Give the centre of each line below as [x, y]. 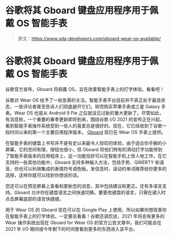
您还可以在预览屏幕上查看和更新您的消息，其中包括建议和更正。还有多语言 [84, 186]
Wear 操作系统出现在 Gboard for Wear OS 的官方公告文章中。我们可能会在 [83, 222]
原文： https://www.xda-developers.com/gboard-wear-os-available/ [89, 38]
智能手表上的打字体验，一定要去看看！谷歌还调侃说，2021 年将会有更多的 [87, 216]
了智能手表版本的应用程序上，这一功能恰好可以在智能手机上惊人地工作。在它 [86, 156]
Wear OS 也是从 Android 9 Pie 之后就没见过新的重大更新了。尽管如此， [89, 113]
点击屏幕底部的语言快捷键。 [35, 199]
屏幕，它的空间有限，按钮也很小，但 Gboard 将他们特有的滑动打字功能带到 [84, 149]
